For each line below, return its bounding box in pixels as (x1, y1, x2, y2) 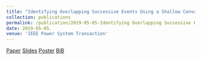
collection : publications (6, 14, 71, 20)
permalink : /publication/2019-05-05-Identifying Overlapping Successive (6, 20, 191, 26)
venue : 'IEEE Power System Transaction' (6, 31, 109, 37)
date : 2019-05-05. (6, 25, 52, 31)
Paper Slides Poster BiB (6, 47, 65, 54)
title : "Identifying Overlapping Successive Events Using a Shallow (6, 8, 181, 15)
